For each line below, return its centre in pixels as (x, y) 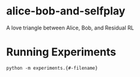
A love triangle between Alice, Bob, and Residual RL (70, 28)
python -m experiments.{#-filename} (52, 68)
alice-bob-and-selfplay (66, 11)
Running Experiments (61, 52)
